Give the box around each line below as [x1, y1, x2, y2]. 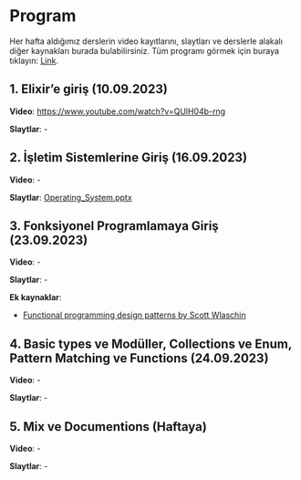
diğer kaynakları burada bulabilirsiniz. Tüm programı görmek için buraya [9, 45, 280, 56]
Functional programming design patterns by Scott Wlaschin [22, 309, 246, 320]
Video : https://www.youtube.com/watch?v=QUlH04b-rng [9, 106, 226, 117]
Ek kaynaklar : [9, 292, 62, 303]
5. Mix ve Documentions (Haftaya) [9, 419, 207, 434]
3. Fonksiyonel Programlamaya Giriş [9, 218, 219, 234]
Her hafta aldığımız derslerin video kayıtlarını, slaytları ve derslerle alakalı [9, 36, 283, 47]
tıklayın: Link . [9, 55, 59, 66]
